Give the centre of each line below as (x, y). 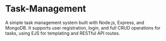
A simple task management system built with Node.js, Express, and (75, 22)
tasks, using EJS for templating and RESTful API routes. (63, 33)
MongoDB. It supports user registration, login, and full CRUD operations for (83, 27)
